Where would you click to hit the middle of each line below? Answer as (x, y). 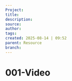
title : (12, 15)
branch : (13, 48)
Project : (14, 10)
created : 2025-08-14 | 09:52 (36, 38)
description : (19, 19)
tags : (11, 33)
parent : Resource (24, 43)
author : (13, 29)
